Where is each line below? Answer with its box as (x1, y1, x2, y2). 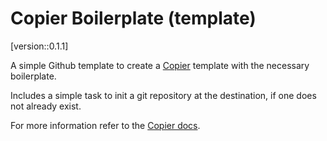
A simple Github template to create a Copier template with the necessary (10, 59, 310, 71)
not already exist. (10, 100, 82, 112)
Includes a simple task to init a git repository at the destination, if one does (10, 89, 317, 101)
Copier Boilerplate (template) (10, 7, 257, 30)
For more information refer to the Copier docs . (10, 119, 201, 131)
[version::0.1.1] (10, 40, 69, 52)
